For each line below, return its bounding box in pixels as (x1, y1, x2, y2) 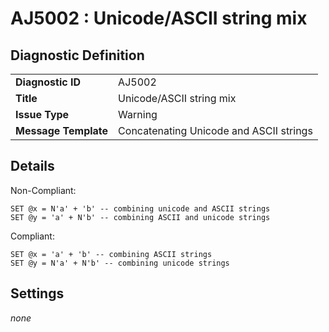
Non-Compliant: (10, 184, 77, 196)
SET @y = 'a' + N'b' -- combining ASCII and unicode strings (10, 212, 271, 222)
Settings (10, 285, 65, 302)
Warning (118, 108, 158, 121)
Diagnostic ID (15, 75, 81, 89)
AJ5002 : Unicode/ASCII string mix (10, 7, 308, 30)
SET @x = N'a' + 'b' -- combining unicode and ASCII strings (10, 203, 271, 214)
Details (10, 158, 55, 175)
